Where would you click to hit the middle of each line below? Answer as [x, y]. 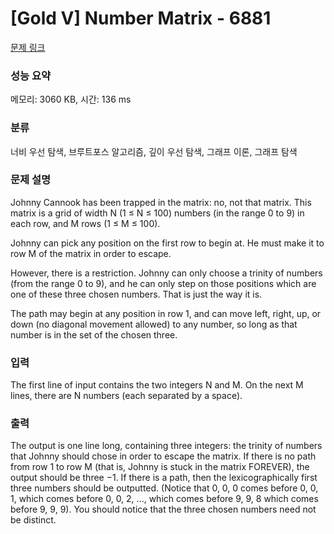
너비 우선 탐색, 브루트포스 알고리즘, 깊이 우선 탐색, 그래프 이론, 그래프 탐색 [154, 151]
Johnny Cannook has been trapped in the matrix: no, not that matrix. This [161, 202]
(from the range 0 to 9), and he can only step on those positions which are [163, 283]
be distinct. [33, 520]
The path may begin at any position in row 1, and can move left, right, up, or [166, 313]
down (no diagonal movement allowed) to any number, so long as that [154, 324]
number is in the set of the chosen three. [94, 334]
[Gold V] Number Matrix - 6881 [141, 18]
